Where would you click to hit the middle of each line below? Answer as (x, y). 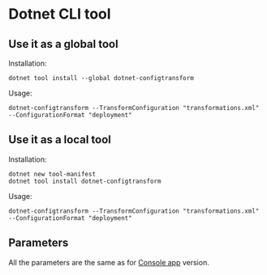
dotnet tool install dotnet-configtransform (85, 181)
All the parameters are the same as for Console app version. (109, 262)
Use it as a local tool (60, 140)
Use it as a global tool (64, 44)
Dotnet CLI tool (60, 14)
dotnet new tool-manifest (52, 174)
